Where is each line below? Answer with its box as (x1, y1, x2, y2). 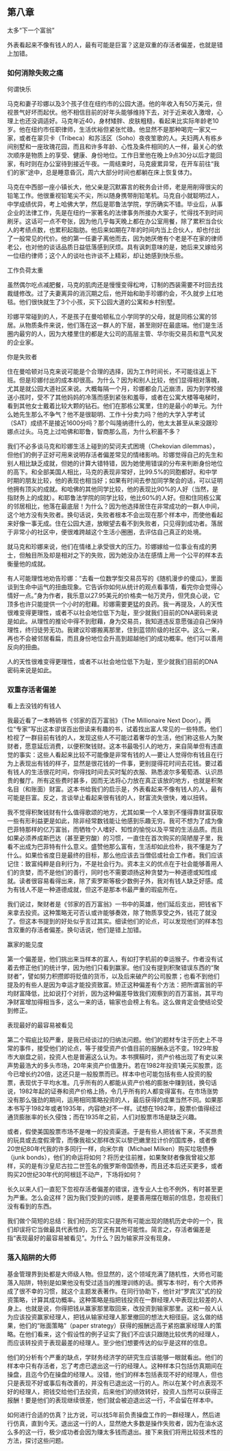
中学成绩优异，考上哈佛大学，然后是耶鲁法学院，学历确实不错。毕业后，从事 (7, 200, 223, 208)
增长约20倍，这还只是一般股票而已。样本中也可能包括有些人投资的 (18, 1070, 207, 1078)
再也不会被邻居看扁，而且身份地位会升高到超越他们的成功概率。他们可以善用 (7, 635, 223, 643)
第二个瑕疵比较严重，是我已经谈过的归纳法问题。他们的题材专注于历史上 (7, 1036, 211, 1044)
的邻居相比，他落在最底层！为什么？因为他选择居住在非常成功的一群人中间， (7, 502, 223, 510)
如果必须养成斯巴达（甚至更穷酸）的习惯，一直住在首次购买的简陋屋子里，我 (7, 834, 223, 843)
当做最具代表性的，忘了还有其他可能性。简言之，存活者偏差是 (36, 1225, 211, 1234)
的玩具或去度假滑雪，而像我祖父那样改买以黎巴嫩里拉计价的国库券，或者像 (7, 1136, 217, 1145)
